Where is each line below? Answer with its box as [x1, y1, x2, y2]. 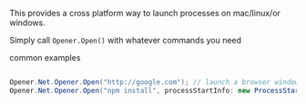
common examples [9, 52, 81, 62]
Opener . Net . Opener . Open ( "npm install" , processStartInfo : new [9, 86, 250, 95]
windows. [9, 17, 46, 28]
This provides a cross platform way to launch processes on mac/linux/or [9, 8, 280, 18]
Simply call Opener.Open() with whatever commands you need [9, 35, 242, 45]
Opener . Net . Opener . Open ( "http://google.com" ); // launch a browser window [9, 78, 300, 87]
